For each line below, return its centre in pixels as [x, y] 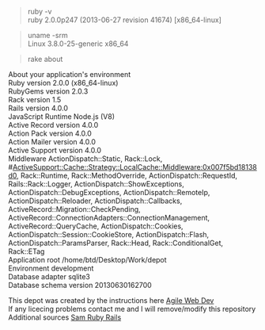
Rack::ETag [26, 251]
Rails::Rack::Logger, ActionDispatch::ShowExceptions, [96, 184]
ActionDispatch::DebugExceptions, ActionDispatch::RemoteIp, [109, 192]
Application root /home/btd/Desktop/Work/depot [88, 260]
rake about [45, 59]
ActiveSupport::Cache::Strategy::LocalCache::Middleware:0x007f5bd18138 [134, 167]
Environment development [51, 268]
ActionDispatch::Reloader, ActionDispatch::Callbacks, [95, 201]
